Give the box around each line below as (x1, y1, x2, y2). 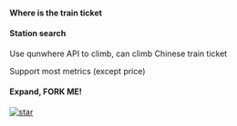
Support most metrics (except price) (9, 65, 146, 76)
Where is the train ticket (9, 7, 103, 18)
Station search (9, 28, 67, 39)
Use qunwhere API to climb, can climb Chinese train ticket (9, 48, 228, 59)
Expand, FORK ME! (9, 86, 82, 97)
